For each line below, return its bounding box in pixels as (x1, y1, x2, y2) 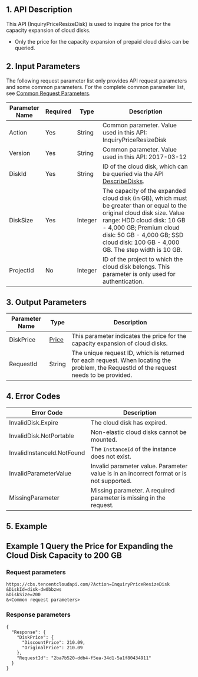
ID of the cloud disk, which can (102, 162, 188, 170)
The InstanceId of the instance (90, 445, 177, 453)
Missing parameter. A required (90, 487, 175, 495)
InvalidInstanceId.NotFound (9, 449, 85, 457)
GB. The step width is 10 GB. (102, 245, 183, 254)
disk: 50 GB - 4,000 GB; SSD (102, 231, 184, 239)
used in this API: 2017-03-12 (102, 153, 187, 161)
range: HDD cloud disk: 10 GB (102, 216, 186, 224)
